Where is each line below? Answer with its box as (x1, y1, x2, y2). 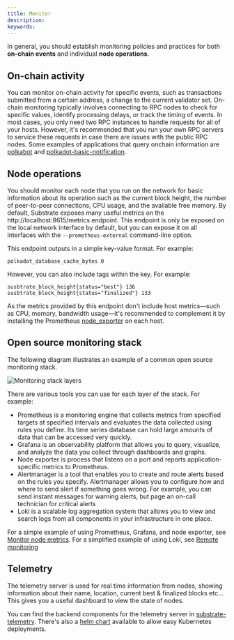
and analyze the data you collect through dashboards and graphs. (17, 448, 207, 456)
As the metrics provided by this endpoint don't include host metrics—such (7, 302, 221, 310)
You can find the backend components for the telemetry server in (7, 609, 195, 618)
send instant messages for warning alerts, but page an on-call (17, 492, 196, 501)
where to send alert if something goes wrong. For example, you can (17, 485, 212, 493)
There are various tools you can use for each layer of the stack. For (7, 390, 201, 398)
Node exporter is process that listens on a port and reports (17, 455, 186, 464)
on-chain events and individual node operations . (7, 49, 150, 58)
